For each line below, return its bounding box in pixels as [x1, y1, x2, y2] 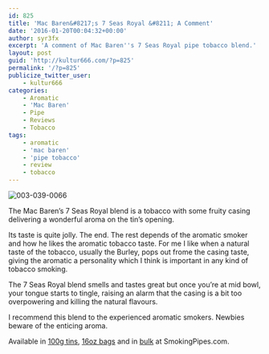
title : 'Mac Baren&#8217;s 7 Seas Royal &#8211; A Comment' [8, 19, 214, 27]
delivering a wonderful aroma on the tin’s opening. [8, 214, 175, 224]
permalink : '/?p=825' [8, 64, 81, 72]
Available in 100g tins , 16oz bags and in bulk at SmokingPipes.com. [8, 336, 230, 346]
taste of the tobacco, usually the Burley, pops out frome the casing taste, [8, 247, 250, 257]
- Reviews [22, 116, 56, 124]
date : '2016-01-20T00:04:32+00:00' [8, 26, 128, 35]
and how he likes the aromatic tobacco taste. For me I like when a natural [8, 238, 251, 248]
